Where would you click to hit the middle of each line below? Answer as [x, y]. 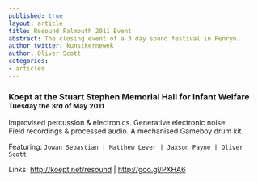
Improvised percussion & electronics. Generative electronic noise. [118, 123]
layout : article [36, 23]
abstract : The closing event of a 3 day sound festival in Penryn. [125, 38]
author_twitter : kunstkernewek [61, 46]
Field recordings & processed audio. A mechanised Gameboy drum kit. [126, 131]
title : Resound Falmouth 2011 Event [70, 31]
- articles [27, 69]
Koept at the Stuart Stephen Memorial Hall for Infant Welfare [129, 96]
